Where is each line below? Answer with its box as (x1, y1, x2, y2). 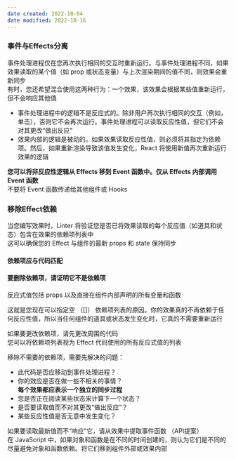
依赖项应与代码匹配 (7, 256, 63, 265)
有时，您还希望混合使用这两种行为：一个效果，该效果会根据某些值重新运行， (7, 85, 229, 93)
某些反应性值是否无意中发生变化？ (17, 411, 117, 420)
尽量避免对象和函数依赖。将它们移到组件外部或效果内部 (7, 444, 167, 453)
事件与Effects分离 (7, 41, 69, 51)
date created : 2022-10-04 (7, 10, 83, 18)
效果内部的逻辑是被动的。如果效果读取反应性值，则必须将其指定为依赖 (17, 135, 221, 143)
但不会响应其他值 (7, 93, 57, 102)
